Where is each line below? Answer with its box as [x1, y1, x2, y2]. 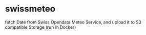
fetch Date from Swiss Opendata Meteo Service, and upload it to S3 [5, 19, 142, 25]
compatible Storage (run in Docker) [5, 24, 76, 30]
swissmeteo [5, 3, 56, 14]
